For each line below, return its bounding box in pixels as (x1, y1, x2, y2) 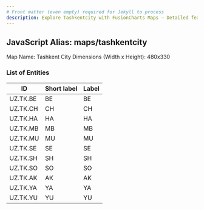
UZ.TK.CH (9, 104, 38, 113)
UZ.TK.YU (9, 193, 38, 201)
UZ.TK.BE (9, 94, 37, 103)
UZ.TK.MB (9, 124, 39, 133)
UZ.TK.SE (9, 144, 37, 152)
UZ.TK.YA (9, 183, 38, 192)
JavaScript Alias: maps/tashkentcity (6, 37, 148, 47)
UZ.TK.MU (9, 134, 39, 142)
